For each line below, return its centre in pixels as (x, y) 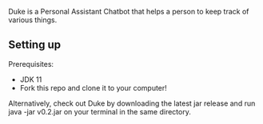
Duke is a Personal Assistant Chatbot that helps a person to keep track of (129, 12)
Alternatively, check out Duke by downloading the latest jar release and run (132, 103)
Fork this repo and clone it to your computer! (94, 87)
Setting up (35, 45)
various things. (33, 20)
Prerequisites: (31, 64)
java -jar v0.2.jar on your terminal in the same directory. (100, 111)
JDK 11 (31, 79)
